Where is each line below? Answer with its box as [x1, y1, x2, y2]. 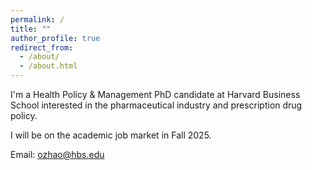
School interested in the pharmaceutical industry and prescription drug [10, 99, 303, 111]
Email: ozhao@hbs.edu [10, 149, 105, 160]
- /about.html [19, 61, 78, 71]
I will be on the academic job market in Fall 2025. [10, 129, 212, 141]
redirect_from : [10, 42, 74, 53]
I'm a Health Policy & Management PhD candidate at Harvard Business [10, 89, 301, 100]
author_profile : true [10, 33, 101, 43]
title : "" [10, 24, 52, 34]
